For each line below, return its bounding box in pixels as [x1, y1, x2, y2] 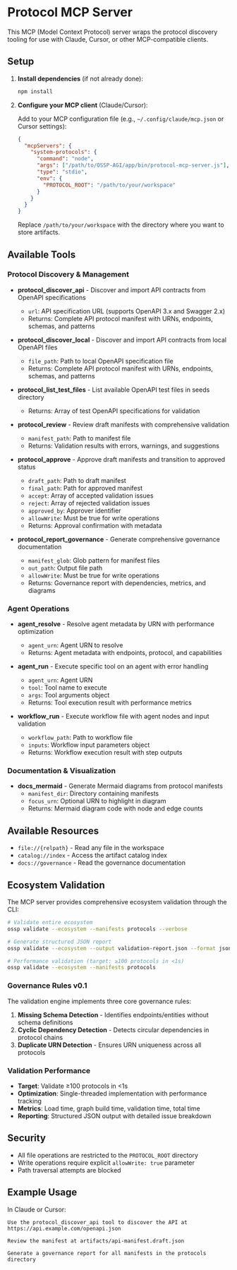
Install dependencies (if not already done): [17, 74, 143, 83]
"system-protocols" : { [30, 149, 97, 156]
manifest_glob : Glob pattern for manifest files [28, 556, 160, 565]
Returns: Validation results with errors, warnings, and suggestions [28, 441, 220, 450]
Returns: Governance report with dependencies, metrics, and [28, 578, 207, 587]
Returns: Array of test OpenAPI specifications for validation [28, 407, 200, 415]
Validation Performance [7, 1065, 91, 1075]
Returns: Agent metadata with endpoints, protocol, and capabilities [28, 649, 222, 657]
